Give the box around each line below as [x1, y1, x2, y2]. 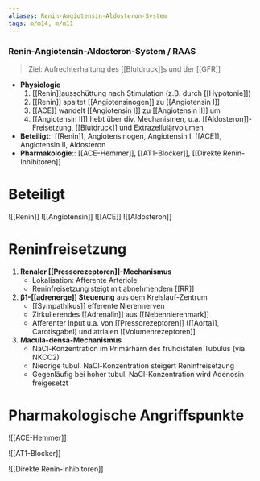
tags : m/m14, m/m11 [8, 19, 74, 27]
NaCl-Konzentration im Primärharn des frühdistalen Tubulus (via [31, 343, 246, 353]
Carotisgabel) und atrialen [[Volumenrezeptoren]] [31, 326, 196, 336]
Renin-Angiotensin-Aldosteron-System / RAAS [8, 46, 196, 57]
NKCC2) [31, 352, 60, 362]
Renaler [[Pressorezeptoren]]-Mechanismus [19, 267, 172, 276]
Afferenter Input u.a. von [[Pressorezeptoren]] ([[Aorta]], [31, 317, 220, 327]
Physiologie [19, 80, 61, 89]
